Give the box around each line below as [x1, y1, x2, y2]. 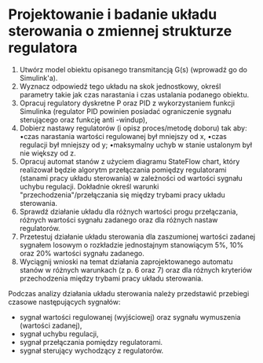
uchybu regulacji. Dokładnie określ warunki [19, 181, 159, 191]
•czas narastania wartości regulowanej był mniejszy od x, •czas [19, 131, 228, 141]
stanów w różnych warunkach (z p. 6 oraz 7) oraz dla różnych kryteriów [19, 265, 253, 274]
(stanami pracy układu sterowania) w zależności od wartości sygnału [19, 173, 243, 182]
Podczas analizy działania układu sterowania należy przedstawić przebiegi [8, 288, 250, 298]
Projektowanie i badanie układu [8, 5, 217, 24]
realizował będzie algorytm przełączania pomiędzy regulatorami [19, 165, 227, 174]
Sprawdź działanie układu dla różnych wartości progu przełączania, [19, 207, 238, 216]
